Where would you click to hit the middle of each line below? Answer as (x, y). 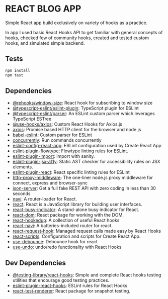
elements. (23, 167)
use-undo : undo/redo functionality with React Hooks (67, 247)
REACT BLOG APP (43, 9)
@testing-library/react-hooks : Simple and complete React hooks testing (87, 275)
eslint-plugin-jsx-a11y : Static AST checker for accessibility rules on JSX (86, 162)
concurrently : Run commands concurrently (57, 140)
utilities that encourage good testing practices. (61, 280)
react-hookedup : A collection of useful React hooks (66, 220)
